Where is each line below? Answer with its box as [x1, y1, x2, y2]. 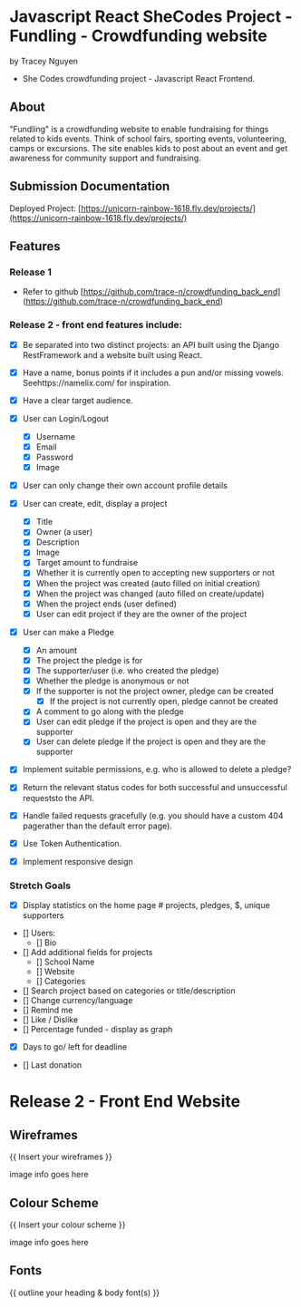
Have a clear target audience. [22, 394, 133, 405]
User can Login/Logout [22, 412, 109, 423]
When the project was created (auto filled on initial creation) [35, 577, 260, 588]
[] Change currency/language [22, 995, 133, 1006]
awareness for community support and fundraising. [9, 152, 201, 163]
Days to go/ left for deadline [22, 1041, 128, 1052]
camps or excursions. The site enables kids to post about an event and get [9, 142, 288, 153]
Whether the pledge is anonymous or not [35, 675, 189, 686]
